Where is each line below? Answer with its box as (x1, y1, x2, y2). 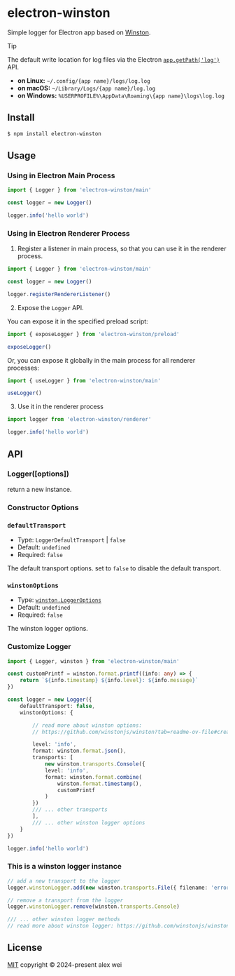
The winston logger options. (7, 624, 89, 633)
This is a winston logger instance (7, 862, 122, 871)
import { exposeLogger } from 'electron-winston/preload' (7, 330, 180, 337)
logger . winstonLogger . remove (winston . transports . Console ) (7, 903, 180, 910)
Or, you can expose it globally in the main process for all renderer (7, 356, 196, 364)
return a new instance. (7, 485, 72, 493)
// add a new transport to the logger (7, 877, 120, 885)
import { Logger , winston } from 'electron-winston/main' (7, 657, 180, 664)
